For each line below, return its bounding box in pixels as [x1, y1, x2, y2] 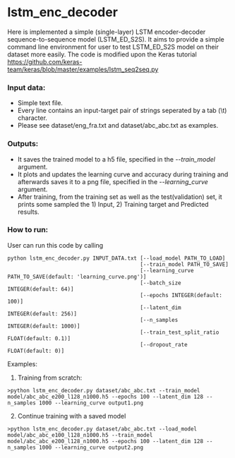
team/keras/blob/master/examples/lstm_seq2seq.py [7, 65, 159, 73]
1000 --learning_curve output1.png [38, 399, 143, 406]
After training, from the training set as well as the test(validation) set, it [17, 192, 222, 201]
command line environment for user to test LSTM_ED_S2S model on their [7, 42, 219, 51]
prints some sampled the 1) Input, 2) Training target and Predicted [17, 200, 210, 208]
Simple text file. [17, 99, 64, 107]
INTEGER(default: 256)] [7, 310, 78, 318]
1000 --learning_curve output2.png [38, 444, 143, 451]
